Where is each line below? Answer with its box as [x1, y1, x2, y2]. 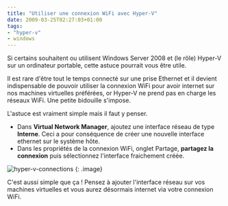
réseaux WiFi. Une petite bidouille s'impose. [7, 96, 131, 104]
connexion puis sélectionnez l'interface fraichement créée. [16, 151, 185, 160]
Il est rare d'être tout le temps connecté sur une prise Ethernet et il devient [7, 74, 217, 83]
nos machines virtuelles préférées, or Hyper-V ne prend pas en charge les [7, 89, 216, 98]
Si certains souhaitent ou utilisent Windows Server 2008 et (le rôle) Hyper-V [7, 54, 222, 62]
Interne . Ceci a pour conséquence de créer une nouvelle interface [16, 130, 205, 138]
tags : [7, 23, 23, 29]
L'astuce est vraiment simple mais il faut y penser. [7, 110, 148, 118]
